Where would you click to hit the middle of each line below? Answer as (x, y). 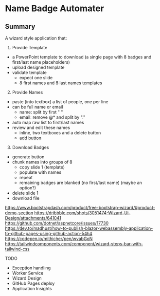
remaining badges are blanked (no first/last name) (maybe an (81, 183)
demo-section (19, 213)
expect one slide (36, 78)
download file (26, 198)
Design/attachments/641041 (33, 218)
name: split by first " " (41, 112)
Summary (20, 27)
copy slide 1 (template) (42, 167)
